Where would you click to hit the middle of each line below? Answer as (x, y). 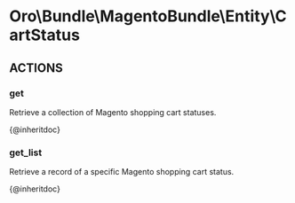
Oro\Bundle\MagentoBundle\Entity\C (148, 16)
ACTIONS (36, 68)
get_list (26, 152)
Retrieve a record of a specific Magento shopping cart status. (122, 172)
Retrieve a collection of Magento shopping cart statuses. (113, 112)
